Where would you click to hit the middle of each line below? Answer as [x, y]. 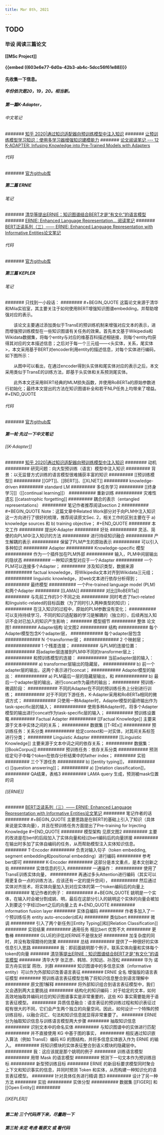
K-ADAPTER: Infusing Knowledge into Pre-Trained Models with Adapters [78, 145]
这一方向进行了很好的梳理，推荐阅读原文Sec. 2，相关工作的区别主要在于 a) [80, 517]
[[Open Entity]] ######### [33, 1088]
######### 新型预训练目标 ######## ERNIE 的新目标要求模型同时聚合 [83, 1064]
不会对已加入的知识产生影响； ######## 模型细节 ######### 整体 [77, 621]
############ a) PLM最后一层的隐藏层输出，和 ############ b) [84, 676]
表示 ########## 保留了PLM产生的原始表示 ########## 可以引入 [90, 542]
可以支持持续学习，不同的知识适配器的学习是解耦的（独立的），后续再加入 [79, 615]
